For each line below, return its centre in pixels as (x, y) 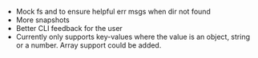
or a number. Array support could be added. (89, 45)
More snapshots (42, 20)
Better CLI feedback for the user (69, 28)
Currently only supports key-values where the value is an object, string (133, 37)
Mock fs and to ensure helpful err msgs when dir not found (113, 12)
